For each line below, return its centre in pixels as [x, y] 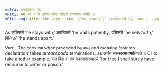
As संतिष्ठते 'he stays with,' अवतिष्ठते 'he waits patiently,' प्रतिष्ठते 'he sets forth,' [79, 33]
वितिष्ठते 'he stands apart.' [29, 38]
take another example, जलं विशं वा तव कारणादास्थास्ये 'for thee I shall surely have [80, 59]
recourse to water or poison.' [34, 65]
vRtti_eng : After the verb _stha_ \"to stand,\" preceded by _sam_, [77, 19]
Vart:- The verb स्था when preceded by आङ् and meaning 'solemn [70, 48]
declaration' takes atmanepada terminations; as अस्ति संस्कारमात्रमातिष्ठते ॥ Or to [82, 53]
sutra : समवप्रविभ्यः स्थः [24, 10]
